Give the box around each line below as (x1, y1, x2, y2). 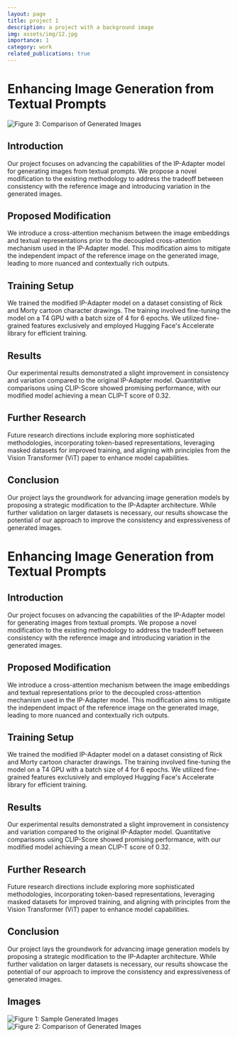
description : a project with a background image (7, 24, 154, 31)
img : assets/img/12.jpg (7, 30, 78, 38)
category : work (7, 43, 53, 51)
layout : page (7, 10, 46, 18)
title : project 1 (7, 17, 59, 24)
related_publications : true (7, 51, 91, 58)
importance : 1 (7, 37, 50, 44)
